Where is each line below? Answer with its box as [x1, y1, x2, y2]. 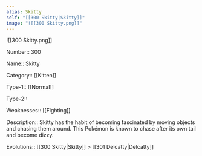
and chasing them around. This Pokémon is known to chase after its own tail [6, 125, 197, 132]
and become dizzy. [6, 131, 54, 139]
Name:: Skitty [6, 60, 41, 67]
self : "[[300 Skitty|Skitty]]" [6, 15, 85, 21]
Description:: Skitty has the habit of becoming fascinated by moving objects [6, 119, 195, 126]
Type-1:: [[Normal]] [6, 83, 54, 91]
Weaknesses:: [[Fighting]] [6, 107, 71, 114]
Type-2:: [6, 95, 28, 103]
